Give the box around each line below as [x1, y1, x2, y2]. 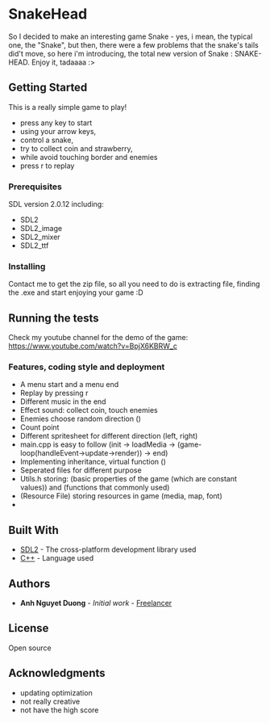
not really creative [19, 696, 81, 706]
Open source [8, 643, 52, 653]
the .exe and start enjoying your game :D [8, 288, 143, 297]
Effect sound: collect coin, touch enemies [19, 406, 159, 415]
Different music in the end [19, 397, 106, 406]
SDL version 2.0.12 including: [8, 200, 105, 209]
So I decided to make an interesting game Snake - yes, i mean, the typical [8, 32, 253, 41]
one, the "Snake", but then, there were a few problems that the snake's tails [8, 40, 260, 49]
